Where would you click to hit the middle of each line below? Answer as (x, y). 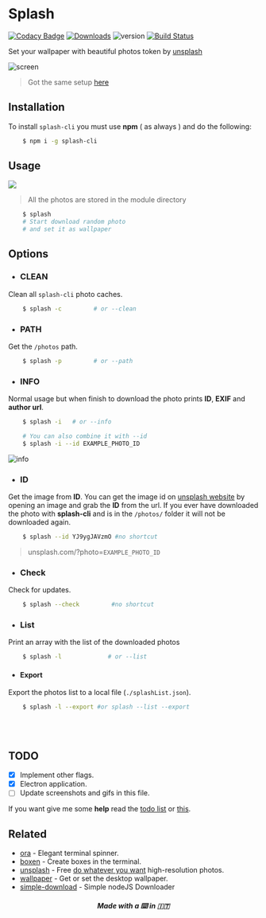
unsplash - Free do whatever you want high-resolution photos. (122, 870)
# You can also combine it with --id (85, 436)
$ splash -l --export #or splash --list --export (106, 707)
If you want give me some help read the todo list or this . (100, 809)
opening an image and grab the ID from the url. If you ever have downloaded (133, 506)
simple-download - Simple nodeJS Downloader (97, 887)
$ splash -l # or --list (85, 657)
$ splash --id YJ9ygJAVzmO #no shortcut (90, 537)
